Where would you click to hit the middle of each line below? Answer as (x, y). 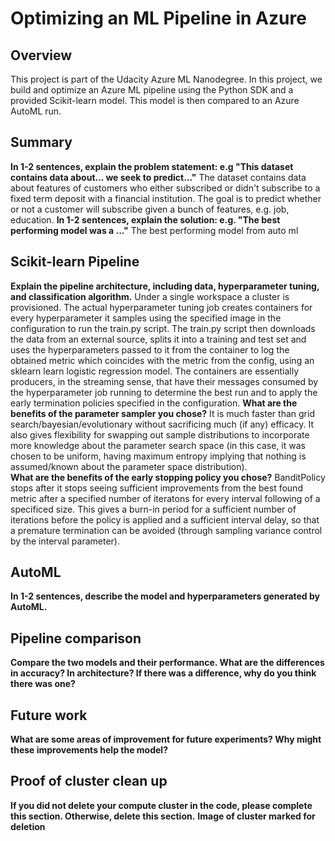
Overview (41, 55)
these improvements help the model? (89, 750)
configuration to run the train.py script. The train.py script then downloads (163, 328)
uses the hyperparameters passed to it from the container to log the (150, 349)
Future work (49, 715)
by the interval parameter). (65, 541)
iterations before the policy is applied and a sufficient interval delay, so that (165, 519)
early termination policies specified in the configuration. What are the (154, 403)
